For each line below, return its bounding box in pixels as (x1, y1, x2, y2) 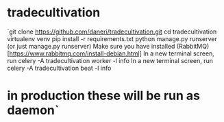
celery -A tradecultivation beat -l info (7, 64, 112, 72)
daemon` (7, 103, 60, 118)
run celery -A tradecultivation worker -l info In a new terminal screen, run (7, 56, 214, 64)
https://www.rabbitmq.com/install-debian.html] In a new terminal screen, (9, 49, 214, 58)
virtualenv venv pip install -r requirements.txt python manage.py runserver (7, 34, 218, 42)
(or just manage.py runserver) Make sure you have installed (7, 42, 175, 50)
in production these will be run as (7, 88, 201, 103)
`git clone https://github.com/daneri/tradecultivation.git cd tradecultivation (7, 27, 217, 36)
